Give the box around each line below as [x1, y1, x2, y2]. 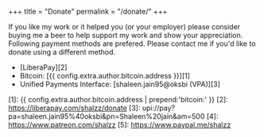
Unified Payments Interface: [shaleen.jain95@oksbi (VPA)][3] [19, 79, 220, 89]
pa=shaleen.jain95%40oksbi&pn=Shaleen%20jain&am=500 [8, 112, 205, 121]
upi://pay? [142, 103, 176, 112]
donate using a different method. [8, 48, 116, 56]
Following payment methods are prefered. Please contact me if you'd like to [8, 39, 256, 48]
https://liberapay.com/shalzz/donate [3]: [8, 103, 141, 112]
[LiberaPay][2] [19, 63, 68, 72]
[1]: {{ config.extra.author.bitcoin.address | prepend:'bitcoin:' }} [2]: [8, 95, 228, 104]
